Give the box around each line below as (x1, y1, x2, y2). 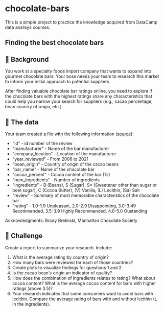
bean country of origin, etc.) (5, 104, 62, 110)
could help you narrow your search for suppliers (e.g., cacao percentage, (5, 98, 153, 104)
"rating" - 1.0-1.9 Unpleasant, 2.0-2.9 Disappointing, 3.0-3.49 (12, 203, 136, 209)
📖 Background (5, 55, 49, 64)
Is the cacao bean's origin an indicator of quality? (12, 270, 112, 276)
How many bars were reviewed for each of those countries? (12, 259, 133, 265)
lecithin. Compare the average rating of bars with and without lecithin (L (12, 296, 158, 302)
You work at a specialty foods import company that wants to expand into (5, 68, 152, 74)
